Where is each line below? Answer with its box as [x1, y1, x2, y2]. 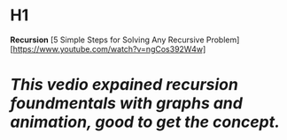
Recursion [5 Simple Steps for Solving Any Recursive [10, 34, 205, 45]
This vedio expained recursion [10, 75, 238, 95]
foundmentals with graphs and [10, 93, 243, 114]
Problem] [206, 34, 240, 45]
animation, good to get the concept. [10, 112, 281, 132]
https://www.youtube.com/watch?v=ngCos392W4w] [12, 43, 206, 54]
